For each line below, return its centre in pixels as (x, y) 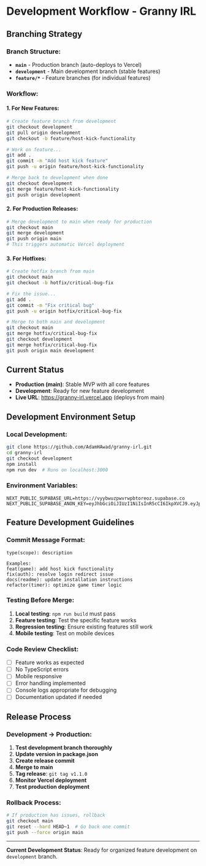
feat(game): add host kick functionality (60, 569)
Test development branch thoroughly (64, 748)
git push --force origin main (45, 833)
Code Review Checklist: (43, 649)
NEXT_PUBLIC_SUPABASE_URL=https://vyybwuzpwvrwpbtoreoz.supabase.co (96, 498)
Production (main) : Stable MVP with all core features (82, 384)
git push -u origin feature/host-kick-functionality (75, 167)
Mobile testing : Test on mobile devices (65, 633)
